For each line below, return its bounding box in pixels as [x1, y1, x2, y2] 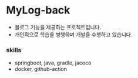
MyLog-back [6, 4, 70, 17]
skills [6, 46, 22, 54]
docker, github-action [14, 66, 68, 73]
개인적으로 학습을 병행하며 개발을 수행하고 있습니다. [14, 30, 133, 38]
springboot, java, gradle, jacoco [14, 59, 92, 66]
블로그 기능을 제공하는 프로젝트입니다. [14, 23, 102, 30]
